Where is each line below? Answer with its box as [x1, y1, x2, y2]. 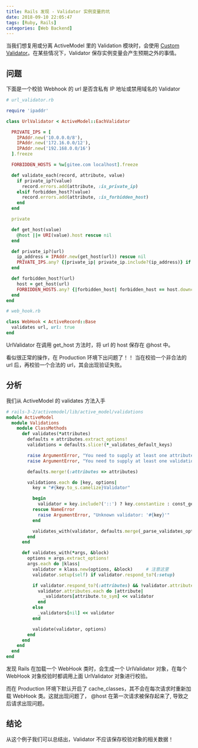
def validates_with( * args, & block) [21, 550, 110, 556]
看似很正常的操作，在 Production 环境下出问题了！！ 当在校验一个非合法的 [6, 354, 187, 361]
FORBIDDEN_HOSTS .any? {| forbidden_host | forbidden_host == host [16, 286, 178, 293]
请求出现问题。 [11, 700, 48, 707]
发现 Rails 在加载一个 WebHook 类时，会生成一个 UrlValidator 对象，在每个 [6, 665, 187, 672]
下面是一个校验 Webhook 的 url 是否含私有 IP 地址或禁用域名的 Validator [6, 85, 181, 92]
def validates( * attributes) [21, 431, 91, 437]
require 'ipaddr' [6, 108, 49, 114]
